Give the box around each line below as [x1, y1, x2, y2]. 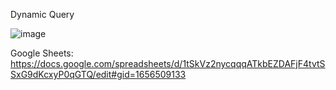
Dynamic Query [10, 9, 75, 20]
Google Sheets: [10, 47, 74, 59]
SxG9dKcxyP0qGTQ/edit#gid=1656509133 [10, 69, 187, 80]
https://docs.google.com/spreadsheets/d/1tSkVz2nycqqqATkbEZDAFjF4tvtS [10, 58, 326, 69]
